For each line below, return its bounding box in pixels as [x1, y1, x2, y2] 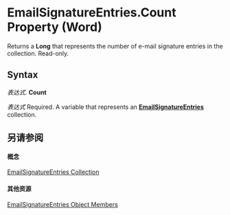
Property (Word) [7, 19, 102, 35]
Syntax [7, 69, 38, 81]
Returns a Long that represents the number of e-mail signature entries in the [7, 42, 223, 50]
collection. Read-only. [7, 49, 69, 58]
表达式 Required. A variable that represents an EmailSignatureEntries [7, 103, 205, 111]
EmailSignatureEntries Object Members [7, 200, 118, 208]
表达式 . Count [7, 88, 47, 97]
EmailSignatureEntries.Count [7, 5, 176, 21]
